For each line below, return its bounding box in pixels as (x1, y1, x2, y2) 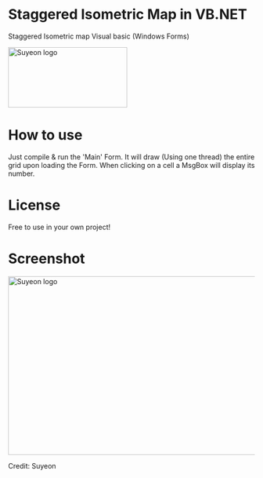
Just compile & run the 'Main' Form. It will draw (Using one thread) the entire (8, 151, 255, 162)
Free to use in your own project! (8, 222, 111, 232)
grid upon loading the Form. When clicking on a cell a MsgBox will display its (8, 160, 255, 170)
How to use (8, 126, 83, 144)
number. (8, 169, 35, 178)
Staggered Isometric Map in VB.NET (8, 5, 248, 24)
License (8, 196, 61, 214)
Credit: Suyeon (8, 461, 56, 470)
